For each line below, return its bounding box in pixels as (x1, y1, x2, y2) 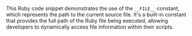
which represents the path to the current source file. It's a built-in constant (6, 11, 187, 18)
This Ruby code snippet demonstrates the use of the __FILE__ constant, (6, 5, 180, 12)
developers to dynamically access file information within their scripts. (6, 23, 174, 30)
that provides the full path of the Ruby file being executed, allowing (6, 17, 169, 24)
